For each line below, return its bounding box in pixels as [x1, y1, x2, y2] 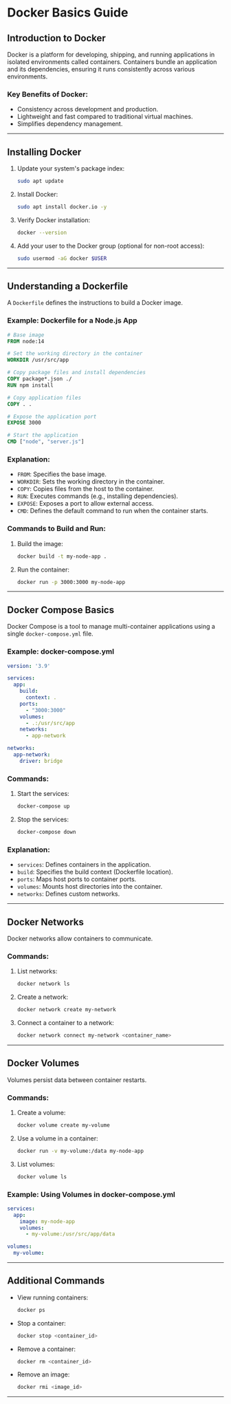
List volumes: [16, 1160, 55, 1168]
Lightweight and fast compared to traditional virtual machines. [16, 112, 193, 121]
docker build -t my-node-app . [16, 552, 107, 560]
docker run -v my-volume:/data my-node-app [16, 1147, 144, 1154]
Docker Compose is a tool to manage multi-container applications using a [7, 623, 215, 631]
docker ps [16, 1306, 46, 1313]
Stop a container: [16, 1319, 67, 1327]
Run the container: [16, 565, 70, 574]
